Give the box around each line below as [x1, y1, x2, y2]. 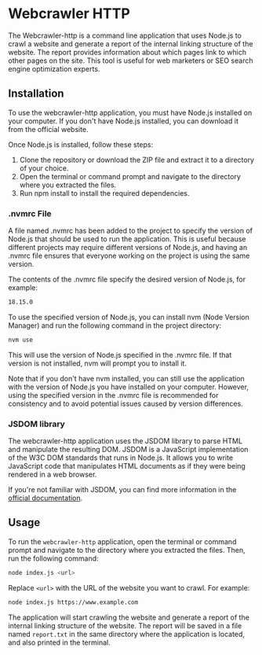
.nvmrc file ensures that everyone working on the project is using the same [8, 251, 250, 260]
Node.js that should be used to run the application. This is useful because [8, 234, 246, 244]
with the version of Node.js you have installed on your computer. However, [8, 382, 249, 392]
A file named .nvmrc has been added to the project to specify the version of [8, 226, 253, 236]
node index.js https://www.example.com [8, 598, 139, 606]
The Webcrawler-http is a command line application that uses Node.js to [8, 31, 242, 40]
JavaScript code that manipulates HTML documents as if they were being [8, 462, 246, 471]
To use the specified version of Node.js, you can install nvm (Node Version [8, 312, 249, 322]
